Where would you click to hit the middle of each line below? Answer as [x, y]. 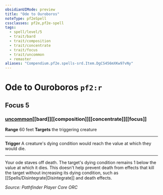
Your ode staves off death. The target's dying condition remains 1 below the [81, 162]
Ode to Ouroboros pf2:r [54, 87]
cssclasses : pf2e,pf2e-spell [34, 23]
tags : [10, 28]
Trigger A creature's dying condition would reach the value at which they [78, 143]
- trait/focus [24, 50]
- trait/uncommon [27, 54]
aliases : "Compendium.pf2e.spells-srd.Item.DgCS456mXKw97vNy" [69, 63]
